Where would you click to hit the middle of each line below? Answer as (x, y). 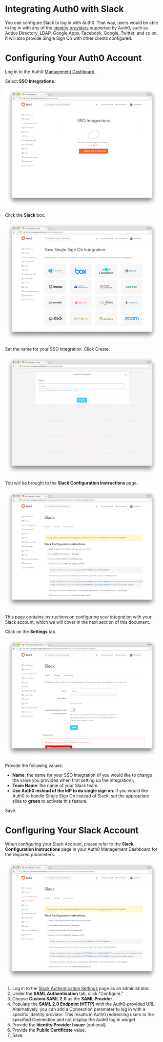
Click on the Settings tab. (31, 632)
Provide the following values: (34, 765)
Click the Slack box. (25, 215)
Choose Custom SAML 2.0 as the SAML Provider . (63, 999)
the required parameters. (30, 855)
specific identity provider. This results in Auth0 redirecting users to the (83, 1015)
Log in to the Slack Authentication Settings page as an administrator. (81, 989)
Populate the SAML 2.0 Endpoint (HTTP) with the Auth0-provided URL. (84, 1004)
